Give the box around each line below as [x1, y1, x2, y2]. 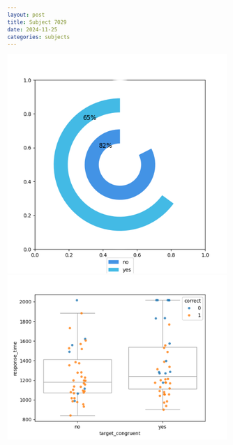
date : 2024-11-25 [7, 26, 58, 33]
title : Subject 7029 [7, 18, 68, 26]
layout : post [7, 11, 45, 18]
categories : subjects [7, 33, 70, 40]
